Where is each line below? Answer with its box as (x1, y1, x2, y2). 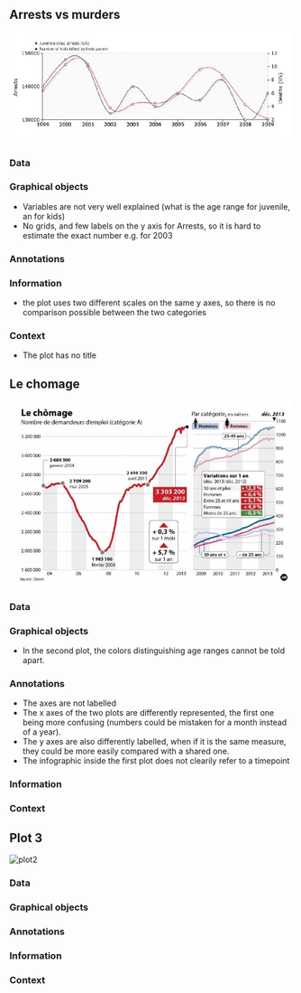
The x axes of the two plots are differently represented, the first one (22, 707, 275, 718)
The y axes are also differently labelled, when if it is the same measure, (22, 736, 287, 747)
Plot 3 (9, 830, 43, 846)
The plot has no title (22, 350, 97, 361)
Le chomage (9, 376, 80, 391)
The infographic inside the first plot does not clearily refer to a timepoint (22, 755, 290, 766)
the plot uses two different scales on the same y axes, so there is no (22, 297, 276, 308)
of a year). (22, 726, 61, 737)
